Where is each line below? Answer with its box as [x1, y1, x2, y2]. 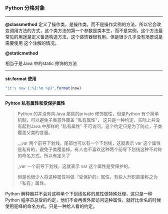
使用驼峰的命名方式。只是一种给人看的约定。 [5, 203, 97, 209]
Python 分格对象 [5, 4, 45, 11]
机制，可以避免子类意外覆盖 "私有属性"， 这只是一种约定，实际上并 [17, 117, 156, 123]
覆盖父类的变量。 [17, 129, 53, 135]
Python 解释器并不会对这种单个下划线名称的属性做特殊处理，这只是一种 [5, 191, 152, 197]
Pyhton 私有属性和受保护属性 [5, 100, 65, 106]
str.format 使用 [5, 76, 36, 82]
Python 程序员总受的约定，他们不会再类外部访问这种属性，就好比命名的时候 [5, 197, 161, 203]
